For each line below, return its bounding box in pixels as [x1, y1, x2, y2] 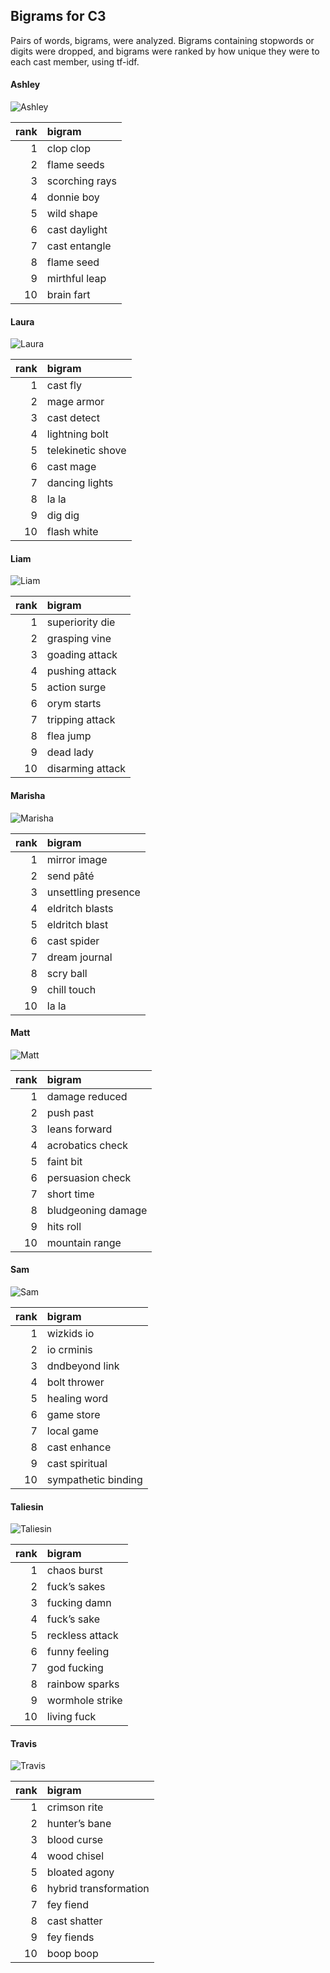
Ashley [10, 79, 41, 91]
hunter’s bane [46, 1817, 112, 1831]
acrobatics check [46, 1138, 129, 1152]
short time [46, 1187, 95, 1201]
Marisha [10, 790, 46, 802]
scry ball [46, 966, 88, 980]
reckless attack [46, 1629, 119, 1643]
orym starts [46, 697, 102, 711]
